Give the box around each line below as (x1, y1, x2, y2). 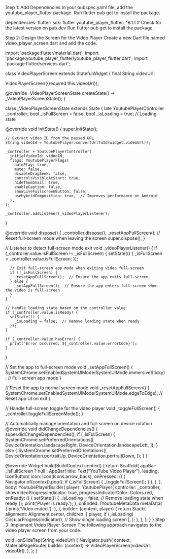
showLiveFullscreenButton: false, (14, 189, 87, 194)
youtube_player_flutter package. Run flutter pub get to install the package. (5, 10, 161, 16)
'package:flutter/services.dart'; (5, 61, 70, 66)
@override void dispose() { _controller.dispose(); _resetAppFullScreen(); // (5, 230, 160, 236)
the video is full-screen (5, 288, 60, 293)
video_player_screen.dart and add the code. (5, 40, 97, 46)
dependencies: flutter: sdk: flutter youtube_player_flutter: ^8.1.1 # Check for (5, 20, 162, 25)
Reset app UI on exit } (5, 395, 51, 401)
